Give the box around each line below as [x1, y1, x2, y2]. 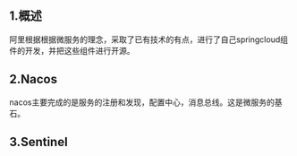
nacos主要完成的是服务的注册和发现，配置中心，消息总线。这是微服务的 [9, 97, 275, 108]
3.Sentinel [9, 134, 69, 150]
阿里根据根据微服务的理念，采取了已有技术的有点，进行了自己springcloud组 [9, 34, 289, 45]
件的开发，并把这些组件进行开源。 [9, 45, 135, 56]
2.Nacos [9, 72, 58, 87]
